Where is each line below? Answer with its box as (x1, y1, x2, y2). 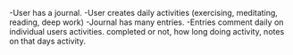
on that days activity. (9, 35, 87, 46)
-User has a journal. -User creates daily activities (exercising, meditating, (9, 8, 279, 18)
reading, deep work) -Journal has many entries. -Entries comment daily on (9, 17, 284, 27)
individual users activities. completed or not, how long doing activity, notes (9, 27, 285, 36)
